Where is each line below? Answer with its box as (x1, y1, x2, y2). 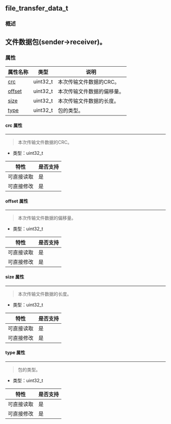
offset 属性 (5, 198, 28, 204)
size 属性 (5, 274, 24, 279)
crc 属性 (5, 122, 23, 128)
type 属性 (5, 350, 25, 356)
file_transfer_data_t (5, 4, 69, 13)
